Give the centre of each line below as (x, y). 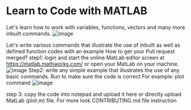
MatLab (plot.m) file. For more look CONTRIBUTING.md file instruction (92, 100)
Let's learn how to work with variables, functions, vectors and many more (96, 27)
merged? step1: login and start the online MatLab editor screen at (85, 57)
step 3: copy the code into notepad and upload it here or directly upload (94, 94)
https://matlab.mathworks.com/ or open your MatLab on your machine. (93, 64)
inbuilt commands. (29, 33)
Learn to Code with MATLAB (77, 11)
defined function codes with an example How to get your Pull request (90, 51)
